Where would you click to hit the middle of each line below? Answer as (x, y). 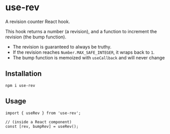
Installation (23, 74)
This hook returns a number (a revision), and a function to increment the (81, 31)
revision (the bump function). (36, 37)
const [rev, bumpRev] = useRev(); (42, 126)
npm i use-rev (20, 85)
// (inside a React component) (39, 122)
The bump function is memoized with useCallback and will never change (89, 57)
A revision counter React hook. (38, 21)
